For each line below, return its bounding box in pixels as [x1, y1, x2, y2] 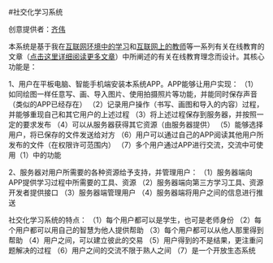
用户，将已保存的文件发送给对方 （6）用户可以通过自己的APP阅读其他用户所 [8, 130, 264, 140]
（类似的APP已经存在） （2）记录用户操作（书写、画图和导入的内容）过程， [8, 100, 264, 109]
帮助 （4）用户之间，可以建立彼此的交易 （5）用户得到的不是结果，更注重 [8, 235, 257, 245]
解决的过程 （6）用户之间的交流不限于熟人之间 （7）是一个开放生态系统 [15, 246, 256, 255]
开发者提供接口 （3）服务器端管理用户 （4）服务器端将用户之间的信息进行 [8, 188, 257, 197]
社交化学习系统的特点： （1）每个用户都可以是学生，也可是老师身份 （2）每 [8, 215, 262, 225]
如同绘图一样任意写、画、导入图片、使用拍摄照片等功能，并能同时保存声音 [8, 89, 258, 99]
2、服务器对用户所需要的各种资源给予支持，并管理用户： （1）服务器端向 [8, 167, 253, 177]
